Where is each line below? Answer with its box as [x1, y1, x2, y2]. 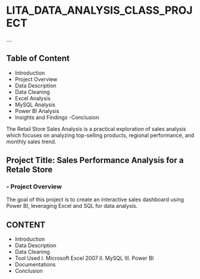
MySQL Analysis [14, 101, 56, 108]
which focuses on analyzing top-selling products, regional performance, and [6, 131, 195, 139]
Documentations [14, 261, 56, 268]
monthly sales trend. [6, 138, 57, 145]
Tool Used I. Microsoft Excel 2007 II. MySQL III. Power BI [14, 255, 154, 262]
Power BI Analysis [14, 107, 60, 114]
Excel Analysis [14, 94, 51, 102]
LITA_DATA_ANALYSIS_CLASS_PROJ [6, 4, 193, 17]
